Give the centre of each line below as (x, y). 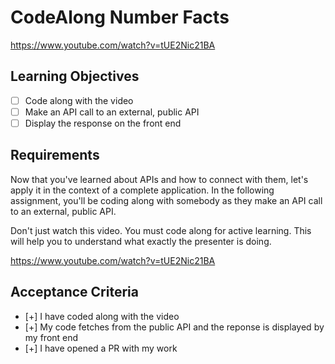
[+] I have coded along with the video (102, 316)
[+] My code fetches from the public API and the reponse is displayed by (174, 327)
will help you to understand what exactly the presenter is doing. (141, 241)
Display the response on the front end (103, 123)
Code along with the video (79, 100)
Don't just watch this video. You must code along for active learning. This (161, 230)
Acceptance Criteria (74, 292)
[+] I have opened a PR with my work (101, 348)
